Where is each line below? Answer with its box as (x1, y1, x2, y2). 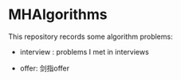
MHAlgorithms (8, 6, 108, 24)
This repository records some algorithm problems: (8, 32, 173, 41)
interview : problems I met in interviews (19, 47, 149, 56)
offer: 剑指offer (19, 63, 70, 73)
